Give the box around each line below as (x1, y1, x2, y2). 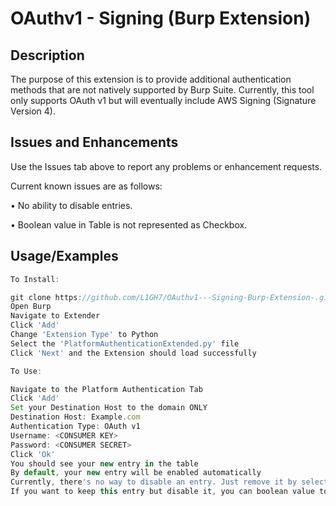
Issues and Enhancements (10, 134, 179, 151)
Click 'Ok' (10, 449, 56, 459)
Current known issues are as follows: (10, 180, 163, 192)
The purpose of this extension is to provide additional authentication (10, 73, 292, 85)
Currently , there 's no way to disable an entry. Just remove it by (10, 477, 298, 487)
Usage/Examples (10, 248, 119, 265)
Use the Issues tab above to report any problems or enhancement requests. (10, 160, 323, 172)
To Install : (10, 274, 60, 284)
